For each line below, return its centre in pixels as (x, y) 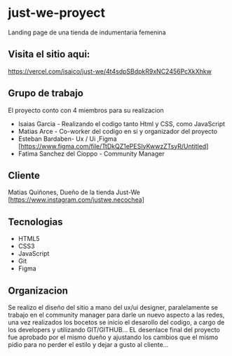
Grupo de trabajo (46, 94)
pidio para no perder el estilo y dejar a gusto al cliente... (88, 344)
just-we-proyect (57, 13)
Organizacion (38, 290)
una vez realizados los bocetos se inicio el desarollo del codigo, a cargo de (116, 322)
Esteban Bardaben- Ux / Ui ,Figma (67, 139)
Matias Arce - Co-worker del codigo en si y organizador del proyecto (118, 131)
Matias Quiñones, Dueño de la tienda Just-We (74, 192)
